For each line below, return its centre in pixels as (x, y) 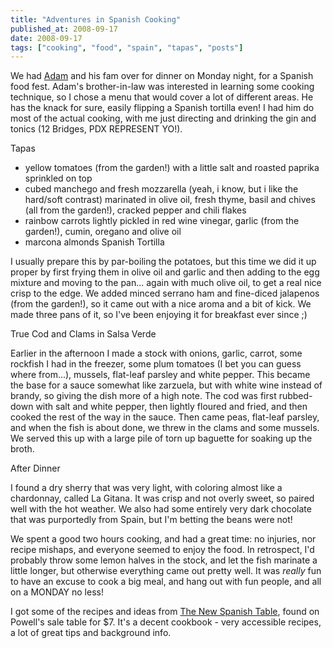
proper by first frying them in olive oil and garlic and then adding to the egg (165, 272)
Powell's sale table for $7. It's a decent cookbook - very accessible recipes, (166, 622)
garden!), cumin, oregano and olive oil (103, 232)
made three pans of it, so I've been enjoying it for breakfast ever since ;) (159, 315)
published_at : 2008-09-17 (64, 29)
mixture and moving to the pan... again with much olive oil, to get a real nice (166, 283)
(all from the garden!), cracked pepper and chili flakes (135, 210)
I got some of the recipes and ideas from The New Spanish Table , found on (165, 612)
